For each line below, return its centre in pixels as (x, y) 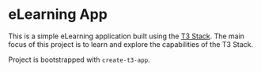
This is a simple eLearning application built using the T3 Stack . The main (127, 36)
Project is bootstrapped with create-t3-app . (79, 59)
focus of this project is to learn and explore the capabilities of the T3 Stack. (131, 44)
